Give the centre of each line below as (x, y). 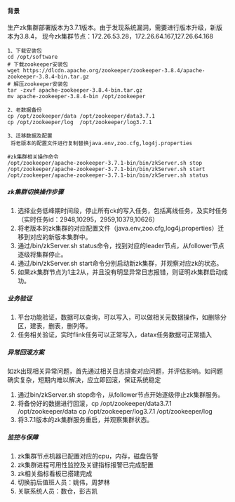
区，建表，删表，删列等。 (54, 326)
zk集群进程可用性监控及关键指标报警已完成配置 (86, 465)
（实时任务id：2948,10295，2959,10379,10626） (88, 219)
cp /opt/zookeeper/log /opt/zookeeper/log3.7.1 (80, 123)
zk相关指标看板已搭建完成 (55, 474)
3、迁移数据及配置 (30, 136)
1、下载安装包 (25, 51)
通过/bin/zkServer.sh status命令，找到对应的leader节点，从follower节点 (121, 246)
